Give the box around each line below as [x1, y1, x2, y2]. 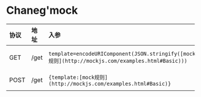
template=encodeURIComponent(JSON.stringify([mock [48, 50, 196, 57]
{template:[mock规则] [48, 74, 108, 81]
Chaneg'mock [6, 4, 78, 17]
